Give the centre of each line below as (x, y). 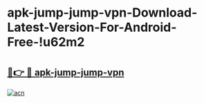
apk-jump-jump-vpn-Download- (102, 13)
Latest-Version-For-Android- (92, 27)
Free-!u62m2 (46, 42)
